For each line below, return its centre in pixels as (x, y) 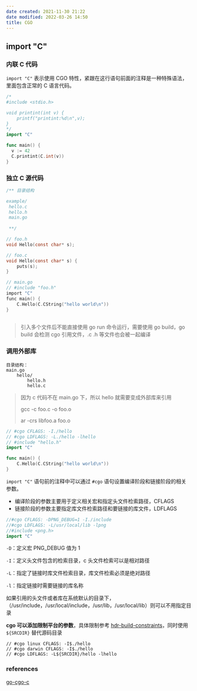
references (22, 669)
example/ (17, 201)
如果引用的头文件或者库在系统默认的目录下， (60, 598)
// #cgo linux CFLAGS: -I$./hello (49, 644)
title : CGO (19, 22)
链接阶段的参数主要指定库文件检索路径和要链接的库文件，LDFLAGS (96, 508)
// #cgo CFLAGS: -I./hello (39, 431)
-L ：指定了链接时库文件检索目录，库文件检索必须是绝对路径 (79, 573)
